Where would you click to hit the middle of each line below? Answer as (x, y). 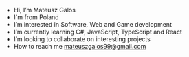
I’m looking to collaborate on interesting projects (82, 39)
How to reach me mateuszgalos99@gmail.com (80, 46)
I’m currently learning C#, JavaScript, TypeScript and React (98, 32)
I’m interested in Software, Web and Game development (92, 24)
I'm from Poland (36, 17)
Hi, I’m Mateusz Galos (44, 10)
